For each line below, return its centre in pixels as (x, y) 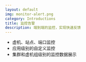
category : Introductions (30, 19)
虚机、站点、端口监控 (33, 42)
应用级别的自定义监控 (33, 48)
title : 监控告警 (20, 23)
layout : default (21, 10)
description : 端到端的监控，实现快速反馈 (43, 28)
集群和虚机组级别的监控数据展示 (44, 55)
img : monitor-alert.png (29, 14)
